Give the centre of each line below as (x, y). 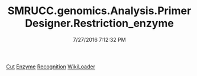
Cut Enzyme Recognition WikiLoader (51, 67)
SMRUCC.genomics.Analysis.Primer (99, 11)
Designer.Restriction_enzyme (99, 23)
